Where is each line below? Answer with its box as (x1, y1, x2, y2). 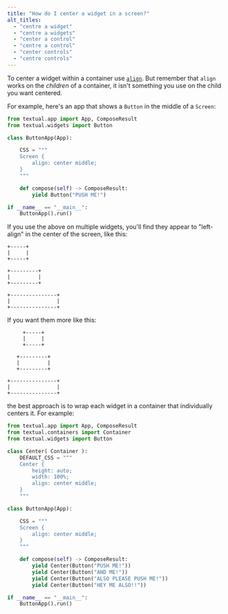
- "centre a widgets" (13, 29, 76, 37)
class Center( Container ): (7, 448, 88, 454)
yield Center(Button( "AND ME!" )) (32, 568, 129, 575)
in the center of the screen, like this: (25, 230, 128, 238)
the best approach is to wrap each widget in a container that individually (7, 402, 213, 410)
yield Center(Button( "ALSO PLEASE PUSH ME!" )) (32, 575, 169, 582)
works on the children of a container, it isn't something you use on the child (7, 81, 222, 90)
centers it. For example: (7, 409, 75, 418)
